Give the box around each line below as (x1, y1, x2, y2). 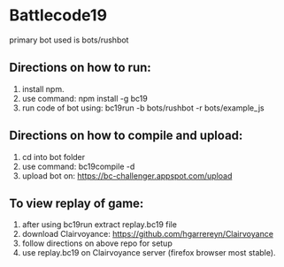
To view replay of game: (9, 195, 144, 210)
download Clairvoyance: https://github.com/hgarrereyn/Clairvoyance (21, 229, 274, 240)
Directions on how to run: (9, 60, 152, 75)
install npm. (21, 83, 65, 94)
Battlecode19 (9, 5, 108, 26)
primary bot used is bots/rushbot (9, 34, 129, 45)
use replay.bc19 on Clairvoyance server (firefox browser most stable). (21, 248, 276, 258)
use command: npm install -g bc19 (21, 93, 148, 103)
